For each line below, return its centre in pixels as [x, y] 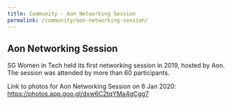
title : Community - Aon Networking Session [72, 14]
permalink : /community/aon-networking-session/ [78, 20]
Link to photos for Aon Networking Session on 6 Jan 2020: [92, 86]
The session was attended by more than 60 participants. [88, 73]
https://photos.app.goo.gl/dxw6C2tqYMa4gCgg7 [78, 94]
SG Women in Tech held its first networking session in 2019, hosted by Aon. [116, 65]
